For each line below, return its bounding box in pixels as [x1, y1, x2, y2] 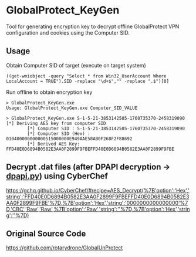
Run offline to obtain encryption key [6, 89, 93, 96]
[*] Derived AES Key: [27, 141, 80, 147]
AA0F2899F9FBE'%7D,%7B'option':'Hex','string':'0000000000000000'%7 [6, 199, 188, 206]
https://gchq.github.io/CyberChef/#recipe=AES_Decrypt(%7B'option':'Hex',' [6, 187, 190, 194]
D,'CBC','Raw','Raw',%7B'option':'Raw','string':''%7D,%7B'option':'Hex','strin [6, 205, 190, 212]
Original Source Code [6, 228, 86, 238]
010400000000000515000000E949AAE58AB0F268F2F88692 [6, 136, 133, 141]
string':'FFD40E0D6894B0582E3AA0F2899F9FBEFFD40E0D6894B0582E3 [6, 193, 190, 200]
